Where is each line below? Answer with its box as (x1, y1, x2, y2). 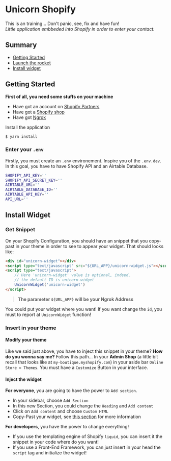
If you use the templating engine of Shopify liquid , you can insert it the (12, 433, 163, 440)
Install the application (5, 124, 50, 130)
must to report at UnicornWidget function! (5, 311, 92, 318)
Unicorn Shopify (5, 4, 76, 15)
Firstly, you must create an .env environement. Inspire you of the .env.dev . (5, 157, 161, 164)
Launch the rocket (12, 60, 51, 66)
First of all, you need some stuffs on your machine (5, 93, 113, 100)
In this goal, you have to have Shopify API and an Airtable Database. (5, 163, 148, 169)
